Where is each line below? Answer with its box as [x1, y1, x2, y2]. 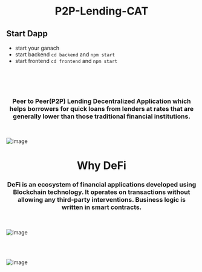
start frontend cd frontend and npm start [15, 58, 118, 64]
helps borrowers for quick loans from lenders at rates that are [9, 104, 194, 113]
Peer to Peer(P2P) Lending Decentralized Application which [12, 97, 191, 105]
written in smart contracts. [61, 203, 142, 211]
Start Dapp [6, 28, 48, 39]
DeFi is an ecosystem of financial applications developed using [7, 181, 197, 189]
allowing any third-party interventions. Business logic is [17, 196, 186, 204]
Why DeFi [76, 159, 127, 173]
